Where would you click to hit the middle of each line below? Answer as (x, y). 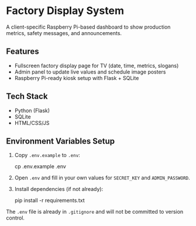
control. (16, 218)
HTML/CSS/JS (32, 123)
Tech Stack (27, 97)
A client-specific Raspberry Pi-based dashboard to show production (88, 27)
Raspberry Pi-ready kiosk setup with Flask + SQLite (77, 78)
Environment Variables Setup (61, 141)
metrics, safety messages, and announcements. (64, 33)
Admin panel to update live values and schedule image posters (90, 72)
